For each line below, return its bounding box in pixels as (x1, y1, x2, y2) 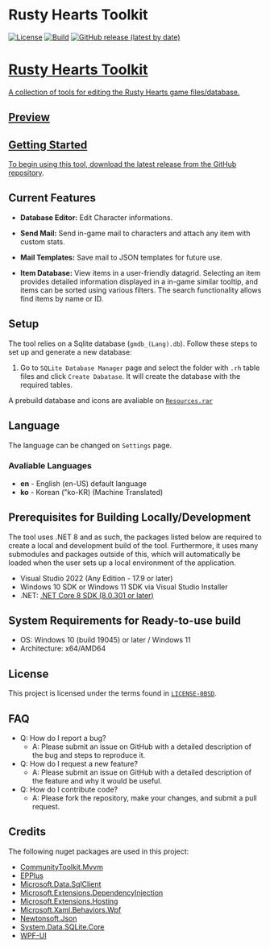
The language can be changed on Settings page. (8, 440, 172, 450)
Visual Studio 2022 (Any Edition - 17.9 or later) (19, 573, 173, 583)
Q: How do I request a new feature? (19, 759, 139, 769)
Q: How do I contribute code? (19, 784, 118, 795)
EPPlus (19, 871, 44, 880)
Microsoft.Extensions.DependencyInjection (19, 888, 164, 897)
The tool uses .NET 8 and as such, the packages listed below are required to (8, 532, 262, 542)
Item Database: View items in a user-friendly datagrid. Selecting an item (19, 268, 261, 277)
